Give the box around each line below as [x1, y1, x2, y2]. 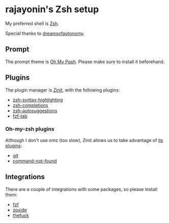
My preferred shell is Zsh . [5, 20, 60, 26]
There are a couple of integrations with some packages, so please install [5, 186, 158, 192]
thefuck [12, 212, 29, 218]
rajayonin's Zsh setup [5, 4, 99, 15]
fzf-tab [12, 113, 28, 119]
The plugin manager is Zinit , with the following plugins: [5, 87, 120, 93]
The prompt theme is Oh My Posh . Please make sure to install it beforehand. [5, 59, 165, 65]
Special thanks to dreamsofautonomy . [5, 30, 85, 36]
